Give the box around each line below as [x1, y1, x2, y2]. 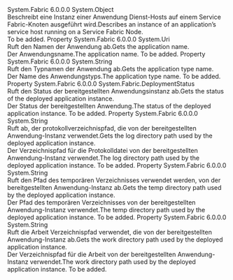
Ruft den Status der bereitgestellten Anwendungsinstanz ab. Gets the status [7, 87, 224, 95]
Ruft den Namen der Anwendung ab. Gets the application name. [7, 43, 190, 50]
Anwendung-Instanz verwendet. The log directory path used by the [7, 154, 200, 162]
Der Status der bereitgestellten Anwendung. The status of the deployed [7, 102, 211, 110]
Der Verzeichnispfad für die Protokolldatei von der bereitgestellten [7, 147, 198, 154]
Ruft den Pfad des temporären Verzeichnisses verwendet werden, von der [7, 176, 221, 184]
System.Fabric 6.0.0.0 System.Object [7, 6, 114, 13]
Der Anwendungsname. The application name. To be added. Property [7, 50, 206, 58]
